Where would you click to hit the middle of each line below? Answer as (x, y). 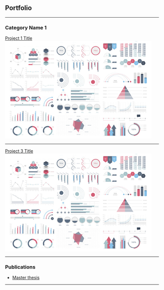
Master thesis (26, 278)
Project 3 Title (19, 151)
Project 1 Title (19, 38)
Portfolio (19, 8)
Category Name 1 (26, 27)
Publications (20, 267)
